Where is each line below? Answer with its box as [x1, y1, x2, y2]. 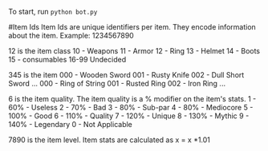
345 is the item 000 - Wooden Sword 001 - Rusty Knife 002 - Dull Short [8, 70, 245, 79]
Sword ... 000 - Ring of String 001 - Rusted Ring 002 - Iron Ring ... [8, 79, 226, 88]
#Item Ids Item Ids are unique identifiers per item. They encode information [8, 22, 257, 31]
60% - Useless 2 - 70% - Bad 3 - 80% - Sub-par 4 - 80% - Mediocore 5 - [8, 103, 254, 112]
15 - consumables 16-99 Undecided [8, 55, 127, 64]
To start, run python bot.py [8, 7, 98, 16]
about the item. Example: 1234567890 [8, 31, 134, 40]
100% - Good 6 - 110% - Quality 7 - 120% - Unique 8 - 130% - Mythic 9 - [8, 111, 250, 121]
